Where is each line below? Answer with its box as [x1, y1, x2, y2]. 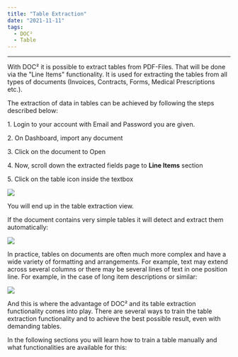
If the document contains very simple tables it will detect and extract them [7, 216, 224, 224]
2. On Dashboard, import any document [7, 134, 123, 142]
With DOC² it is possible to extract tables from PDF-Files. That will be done [7, 63, 226, 71]
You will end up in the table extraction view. [7, 202, 135, 211]
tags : [7, 23, 23, 30]
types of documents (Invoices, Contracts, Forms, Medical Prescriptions [7, 78, 215, 86]
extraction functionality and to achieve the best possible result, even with [7, 315, 221, 323]
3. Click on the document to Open [7, 148, 106, 156]
